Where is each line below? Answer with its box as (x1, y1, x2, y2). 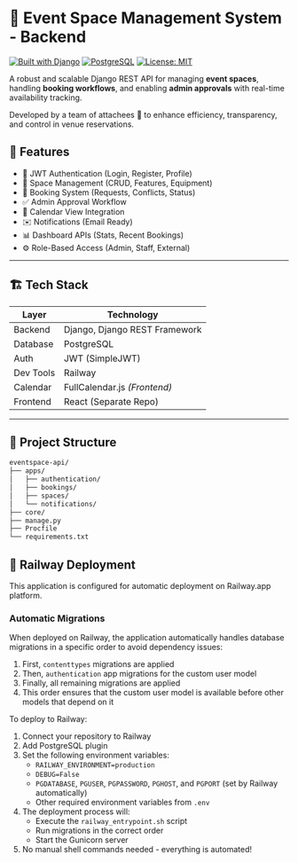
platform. (9, 590, 43, 600)
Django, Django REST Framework (63, 323, 202, 335)
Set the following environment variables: (21, 749, 170, 761)
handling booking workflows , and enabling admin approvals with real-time (9, 82, 286, 93)
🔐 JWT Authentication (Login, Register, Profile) (21, 168, 192, 178)
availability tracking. (9, 92, 82, 103)
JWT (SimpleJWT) (63, 352, 141, 365)
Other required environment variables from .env (35, 797, 210, 808)
